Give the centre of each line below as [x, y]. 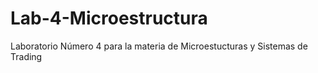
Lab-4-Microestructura [109, 18]
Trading [26, 56]
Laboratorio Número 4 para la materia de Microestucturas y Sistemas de [159, 46]
